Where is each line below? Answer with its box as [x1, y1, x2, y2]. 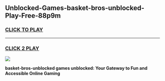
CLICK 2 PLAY [5, 45, 39, 52]
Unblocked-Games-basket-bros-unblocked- [5, 4, 145, 12]
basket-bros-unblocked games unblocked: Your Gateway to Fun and [5, 65, 148, 71]
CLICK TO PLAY [5, 27, 43, 33]
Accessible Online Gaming [5, 70, 60, 76]
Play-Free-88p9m [5, 12, 61, 20]
